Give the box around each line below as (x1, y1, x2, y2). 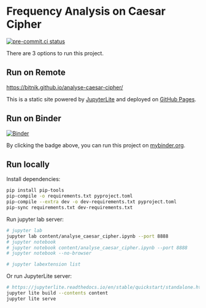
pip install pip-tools (6, 187, 64, 194)
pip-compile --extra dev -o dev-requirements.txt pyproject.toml (6, 199, 177, 205)
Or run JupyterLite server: (6, 272, 72, 280)
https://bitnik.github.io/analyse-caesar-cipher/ (6, 83, 124, 91)
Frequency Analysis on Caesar (6, 4, 166, 18)
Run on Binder (6, 114, 61, 124)
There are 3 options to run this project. (6, 49, 104, 56)
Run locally (6, 159, 50, 169)
